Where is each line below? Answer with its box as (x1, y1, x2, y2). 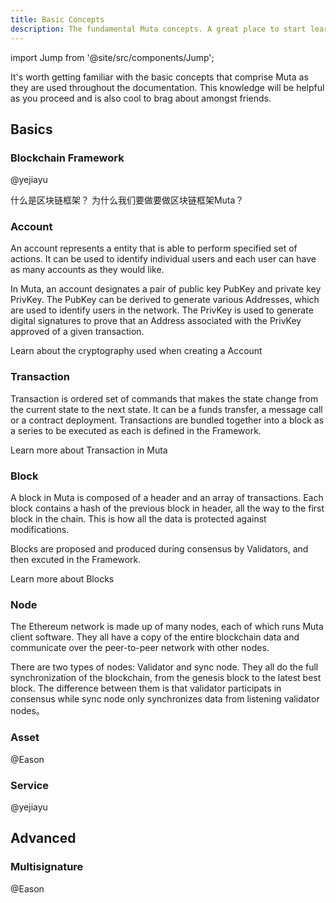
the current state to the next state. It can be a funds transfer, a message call (10, 403, 323, 415)
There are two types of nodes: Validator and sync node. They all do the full (10, 661, 319, 673)
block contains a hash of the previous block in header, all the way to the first (10, 502, 325, 515)
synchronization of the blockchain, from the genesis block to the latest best (10, 672, 322, 684)
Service (10, 778, 49, 792)
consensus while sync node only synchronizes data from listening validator (10, 693, 320, 705)
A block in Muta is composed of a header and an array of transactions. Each (10, 492, 324, 504)
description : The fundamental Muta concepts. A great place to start (10, 24, 307, 34)
